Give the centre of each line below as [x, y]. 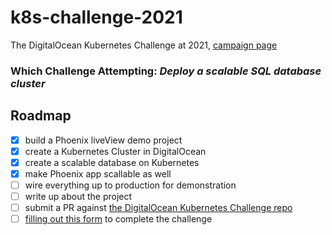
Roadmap [41, 116]
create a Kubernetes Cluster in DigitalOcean [115, 151]
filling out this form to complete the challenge [118, 219]
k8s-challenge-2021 [96, 17]
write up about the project [78, 196]
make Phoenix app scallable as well [98, 173]
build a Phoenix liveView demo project [103, 140]
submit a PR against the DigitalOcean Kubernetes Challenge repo [158, 208]
